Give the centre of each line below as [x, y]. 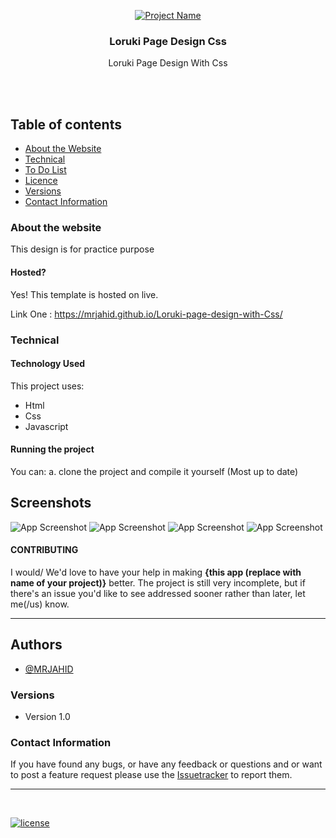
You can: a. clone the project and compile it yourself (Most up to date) [154, 471]
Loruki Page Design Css [168, 41]
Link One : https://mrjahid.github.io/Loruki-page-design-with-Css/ [146, 314]
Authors [36, 645]
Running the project [52, 449]
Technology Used [48, 364]
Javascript [46, 426]
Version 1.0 [47, 717]
